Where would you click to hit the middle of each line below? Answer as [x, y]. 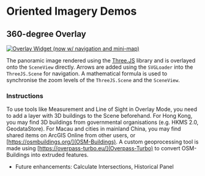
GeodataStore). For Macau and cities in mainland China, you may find [94, 129]
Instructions [25, 96]
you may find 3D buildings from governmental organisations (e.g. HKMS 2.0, [102, 122]
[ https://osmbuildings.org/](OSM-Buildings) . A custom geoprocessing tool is [102, 142]
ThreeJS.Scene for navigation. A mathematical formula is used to [87, 74]
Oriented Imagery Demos [72, 11]
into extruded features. [60, 155]
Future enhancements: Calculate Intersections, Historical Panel [95, 167]
